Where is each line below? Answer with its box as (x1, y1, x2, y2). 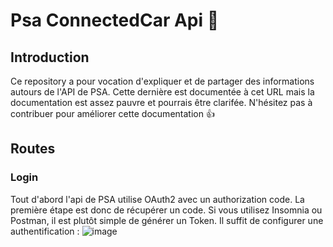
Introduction (10, 49, 90, 66)
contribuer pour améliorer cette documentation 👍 (10, 108, 215, 119)
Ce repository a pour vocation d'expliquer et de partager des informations (10, 75, 315, 87)
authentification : (10, 225, 80, 237)
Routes (10, 140, 56, 158)
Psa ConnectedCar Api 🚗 (10, 9, 220, 32)
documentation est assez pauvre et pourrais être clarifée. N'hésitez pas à (10, 97, 313, 108)
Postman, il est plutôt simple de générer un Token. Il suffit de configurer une (10, 214, 324, 226)
